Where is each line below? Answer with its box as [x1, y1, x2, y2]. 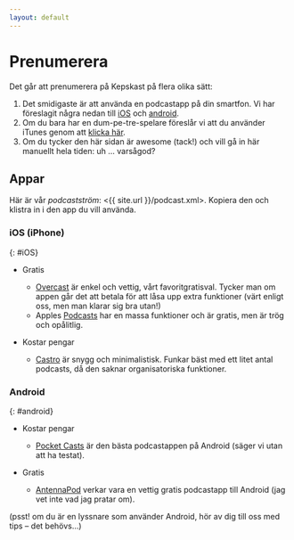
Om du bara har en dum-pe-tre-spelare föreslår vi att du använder [21, 117, 265, 127]
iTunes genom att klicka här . [21, 127, 127, 137]
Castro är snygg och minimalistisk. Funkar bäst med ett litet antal [35, 354, 274, 364]
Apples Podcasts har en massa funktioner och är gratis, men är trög [35, 309, 285, 321]
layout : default [9, 12, 69, 22]
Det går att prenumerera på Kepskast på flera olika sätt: [9, 81, 213, 92]
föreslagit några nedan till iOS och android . [21, 108, 180, 119]
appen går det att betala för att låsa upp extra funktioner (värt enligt [35, 290, 284, 301]
